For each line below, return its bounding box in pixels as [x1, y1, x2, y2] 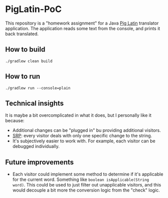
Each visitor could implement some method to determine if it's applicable [12, 171, 163, 177]
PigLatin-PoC [5, 4, 62, 15]
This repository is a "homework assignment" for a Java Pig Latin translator [5, 20, 159, 26]
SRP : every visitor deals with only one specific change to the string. [12, 133, 152, 139]
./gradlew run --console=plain [5, 85, 71, 91]
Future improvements [5, 158, 74, 166]
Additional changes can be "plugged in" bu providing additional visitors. [12, 127, 161, 133]
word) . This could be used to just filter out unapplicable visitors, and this [12, 182, 161, 188]
